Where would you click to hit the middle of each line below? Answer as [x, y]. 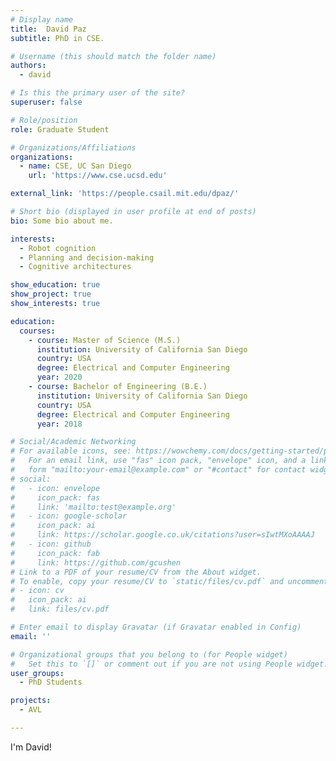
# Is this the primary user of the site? [98, 93]
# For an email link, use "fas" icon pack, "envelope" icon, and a [158, 461]
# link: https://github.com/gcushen [96, 562]
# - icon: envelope [55, 488]
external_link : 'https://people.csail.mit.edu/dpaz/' [125, 194]
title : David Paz [48, 29]
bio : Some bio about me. [62, 221]
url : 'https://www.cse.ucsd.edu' [98, 176]
